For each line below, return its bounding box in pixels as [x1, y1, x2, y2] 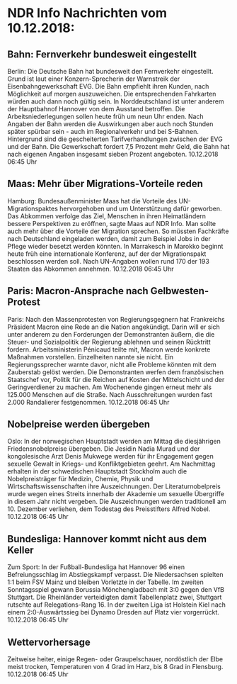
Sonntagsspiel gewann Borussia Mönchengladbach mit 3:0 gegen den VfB [7, 585, 225, 594]
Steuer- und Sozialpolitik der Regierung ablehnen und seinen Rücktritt [7, 337, 211, 346]
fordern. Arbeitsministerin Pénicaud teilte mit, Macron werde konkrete [7, 345, 211, 354]
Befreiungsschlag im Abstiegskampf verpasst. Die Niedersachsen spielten [7, 571, 224, 579]
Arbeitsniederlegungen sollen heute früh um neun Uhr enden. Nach [7, 112, 204, 120]
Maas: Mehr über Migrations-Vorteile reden [7, 178, 204, 190]
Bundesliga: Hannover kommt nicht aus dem [7, 533, 207, 545]
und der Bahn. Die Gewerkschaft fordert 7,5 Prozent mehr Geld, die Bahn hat [7, 142, 230, 150]
